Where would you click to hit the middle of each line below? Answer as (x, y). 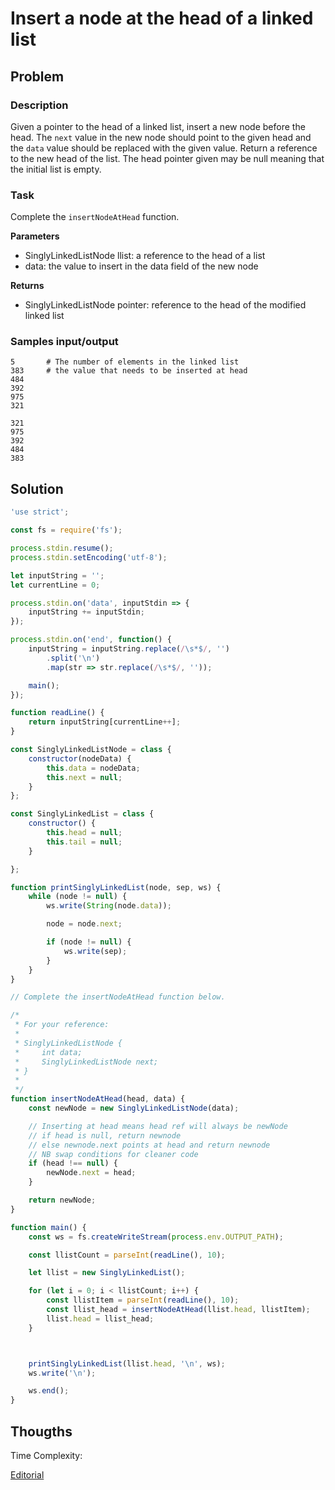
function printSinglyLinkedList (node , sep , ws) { (116, 887)
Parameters (35, 236)
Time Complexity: (46, 1455)
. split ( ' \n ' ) (73, 658)
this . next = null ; (84, 777)
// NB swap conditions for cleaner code (113, 1154)
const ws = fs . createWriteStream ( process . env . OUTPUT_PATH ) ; (156, 1237)
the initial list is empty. (56, 169)
